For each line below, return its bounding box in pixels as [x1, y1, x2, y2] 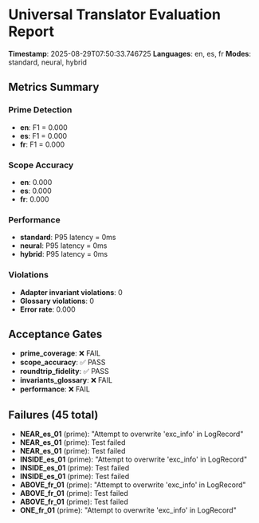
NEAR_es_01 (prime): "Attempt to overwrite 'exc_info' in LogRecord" [19, 429, 244, 439]
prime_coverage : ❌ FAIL [19, 348, 101, 358]
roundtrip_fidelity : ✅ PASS [19, 367, 109, 376]
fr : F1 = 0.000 [19, 140, 65, 149]
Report [8, 22, 54, 41]
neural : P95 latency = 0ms [19, 241, 108, 250]
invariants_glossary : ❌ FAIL [19, 376, 113, 385]
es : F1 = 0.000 [19, 131, 68, 140]
